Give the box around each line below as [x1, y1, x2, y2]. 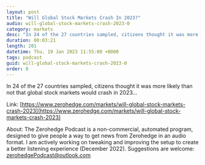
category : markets [6, 26, 53, 32]
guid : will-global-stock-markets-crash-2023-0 [6, 60, 127, 66]
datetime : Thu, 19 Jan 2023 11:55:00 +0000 [6, 49, 119, 55]
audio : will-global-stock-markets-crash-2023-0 [6, 20, 130, 26]
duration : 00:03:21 [6, 37, 56, 43]
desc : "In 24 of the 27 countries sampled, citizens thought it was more [6, 32, 199, 38]
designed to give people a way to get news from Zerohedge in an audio [6, 132, 187, 139]
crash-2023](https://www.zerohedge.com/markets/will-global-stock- [6, 108, 181, 115]
